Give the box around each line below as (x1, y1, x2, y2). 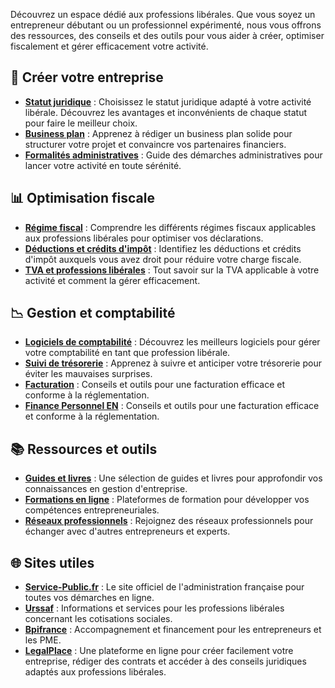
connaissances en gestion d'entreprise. (24, 483, 188, 495)
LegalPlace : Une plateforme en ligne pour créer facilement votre (24, 645, 294, 657)
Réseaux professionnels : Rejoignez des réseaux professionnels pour (24, 515, 314, 527)
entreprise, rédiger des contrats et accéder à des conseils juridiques (24, 655, 307, 668)
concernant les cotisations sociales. (24, 613, 173, 625)
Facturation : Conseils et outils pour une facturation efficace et (24, 379, 286, 391)
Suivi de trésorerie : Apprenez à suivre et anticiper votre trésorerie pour (24, 357, 322, 369)
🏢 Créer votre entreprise (10, 69, 164, 86)
